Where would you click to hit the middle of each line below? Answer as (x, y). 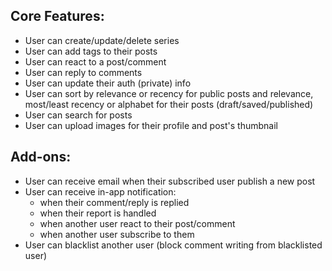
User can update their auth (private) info (108, 83)
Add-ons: (41, 157)
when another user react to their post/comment (137, 223)
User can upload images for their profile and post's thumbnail (151, 125)
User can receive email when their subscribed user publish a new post (170, 181)
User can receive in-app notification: (100, 191)
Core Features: (57, 16)
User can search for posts (78, 115)
